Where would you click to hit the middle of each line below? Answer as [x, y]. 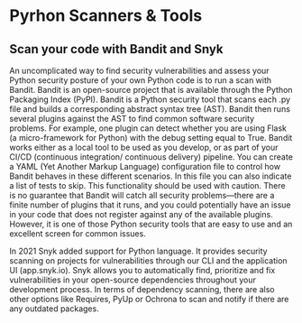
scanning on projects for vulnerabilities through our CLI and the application [148, 261]
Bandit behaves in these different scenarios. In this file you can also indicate [151, 176]
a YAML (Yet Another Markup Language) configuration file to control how [145, 166]
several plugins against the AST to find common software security [132, 119]
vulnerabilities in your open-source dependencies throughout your [133, 280]
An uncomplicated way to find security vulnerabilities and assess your [139, 70]
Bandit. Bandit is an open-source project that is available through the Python [151, 90]
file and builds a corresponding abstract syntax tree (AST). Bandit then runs [150, 109]
